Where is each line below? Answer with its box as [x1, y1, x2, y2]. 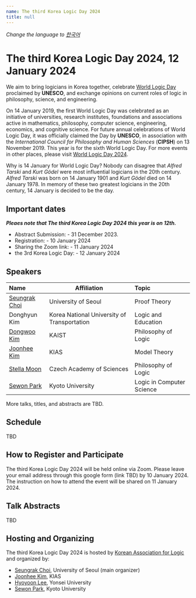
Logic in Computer [134, 378, 185, 387]
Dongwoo [9, 327, 36, 336]
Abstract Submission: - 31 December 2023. [14, 231, 118, 238]
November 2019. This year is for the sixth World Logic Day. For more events [6, 145, 188, 152]
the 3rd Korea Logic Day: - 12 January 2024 [14, 250, 120, 257]
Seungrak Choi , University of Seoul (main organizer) [14, 566, 140, 574]
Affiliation [75, 284, 103, 292]
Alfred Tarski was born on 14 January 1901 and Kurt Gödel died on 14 [6, 175, 172, 182]
